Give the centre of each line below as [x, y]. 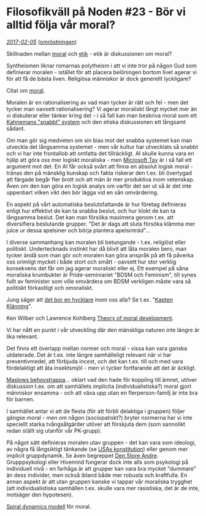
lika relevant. [22, 336]
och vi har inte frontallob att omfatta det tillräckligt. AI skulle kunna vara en [100, 153]
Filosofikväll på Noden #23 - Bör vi [96, 12]
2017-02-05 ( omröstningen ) [42, 42]
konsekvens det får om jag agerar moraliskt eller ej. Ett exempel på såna [97, 268]
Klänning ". [19, 306]
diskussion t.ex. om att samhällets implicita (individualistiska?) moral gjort [99, 386]
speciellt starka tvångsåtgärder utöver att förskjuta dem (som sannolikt [96, 424]
